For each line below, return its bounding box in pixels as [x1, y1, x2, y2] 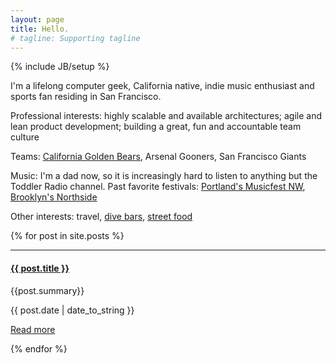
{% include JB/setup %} [10, 61, 110, 73]
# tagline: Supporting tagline [10, 33, 141, 43]
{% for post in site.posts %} [10, 230, 125, 242]
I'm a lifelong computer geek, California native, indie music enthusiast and [10, 80, 315, 92]
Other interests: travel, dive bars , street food [10, 211, 193, 223]
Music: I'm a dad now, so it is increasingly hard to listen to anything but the [10, 170, 318, 182]
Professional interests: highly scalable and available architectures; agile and [10, 110, 322, 122]
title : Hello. [10, 24, 70, 34]
